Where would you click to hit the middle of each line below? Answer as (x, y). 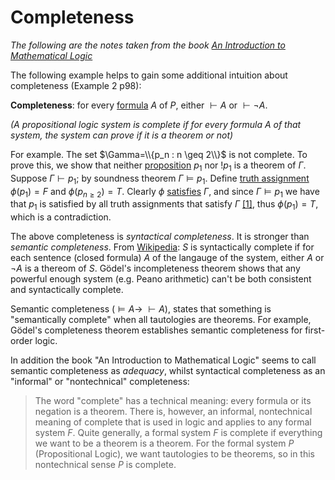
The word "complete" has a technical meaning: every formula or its (173, 401)
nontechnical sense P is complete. (105, 465)
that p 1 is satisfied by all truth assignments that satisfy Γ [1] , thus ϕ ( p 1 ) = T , (164, 205)
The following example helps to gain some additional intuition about (149, 75)
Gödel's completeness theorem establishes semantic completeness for (156, 330)
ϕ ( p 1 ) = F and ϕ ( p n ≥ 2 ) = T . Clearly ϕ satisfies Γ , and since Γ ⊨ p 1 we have (165, 192)
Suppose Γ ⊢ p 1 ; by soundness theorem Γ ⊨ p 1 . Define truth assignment (160, 179)
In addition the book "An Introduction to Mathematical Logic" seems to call (163, 360)
